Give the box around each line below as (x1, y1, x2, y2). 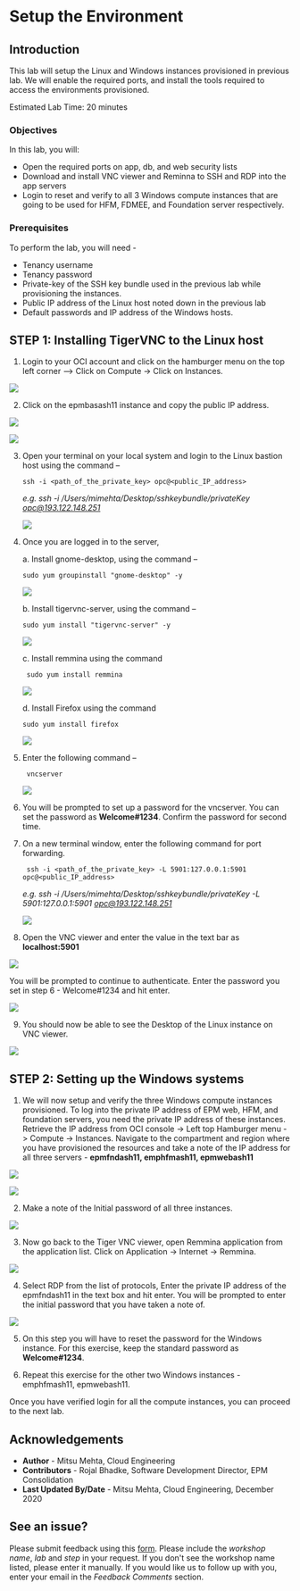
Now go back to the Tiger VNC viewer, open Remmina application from (21, 1237, 283, 1247)
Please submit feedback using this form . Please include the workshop (9, 1543, 266, 1554)
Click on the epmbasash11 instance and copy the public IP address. (21, 400, 270, 411)
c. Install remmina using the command (21, 654, 163, 664)
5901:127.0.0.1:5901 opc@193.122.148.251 (21, 898, 172, 909)
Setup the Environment (9, 6, 184, 27)
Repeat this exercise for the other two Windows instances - (21, 1370, 241, 1380)
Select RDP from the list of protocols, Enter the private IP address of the (21, 1280, 287, 1291)
